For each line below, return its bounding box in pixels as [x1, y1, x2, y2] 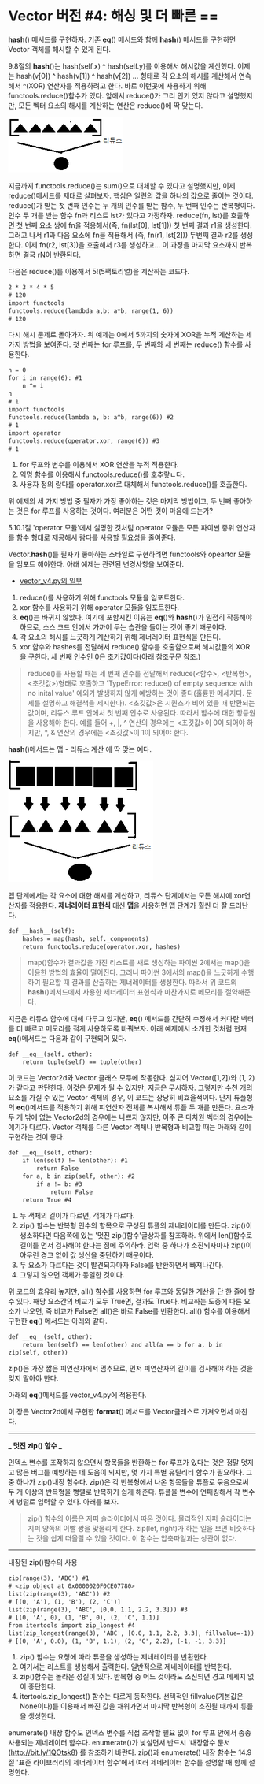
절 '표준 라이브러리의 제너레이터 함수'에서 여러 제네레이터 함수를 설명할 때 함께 [8, 1757, 247, 1767]
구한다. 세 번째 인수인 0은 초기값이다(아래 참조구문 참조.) [27, 652, 201, 661]
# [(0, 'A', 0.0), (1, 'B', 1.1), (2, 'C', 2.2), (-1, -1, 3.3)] [8, 1637, 226, 1645]
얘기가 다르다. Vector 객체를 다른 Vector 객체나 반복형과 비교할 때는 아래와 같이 [8, 1122, 251, 1132]
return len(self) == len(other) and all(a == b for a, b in [22, 1340, 223, 1348]
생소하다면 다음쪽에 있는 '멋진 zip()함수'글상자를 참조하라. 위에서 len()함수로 [19, 1230, 253, 1240]
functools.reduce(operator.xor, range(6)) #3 [8, 437, 159, 445]
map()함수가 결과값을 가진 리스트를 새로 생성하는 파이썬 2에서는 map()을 [27, 957, 251, 967]
